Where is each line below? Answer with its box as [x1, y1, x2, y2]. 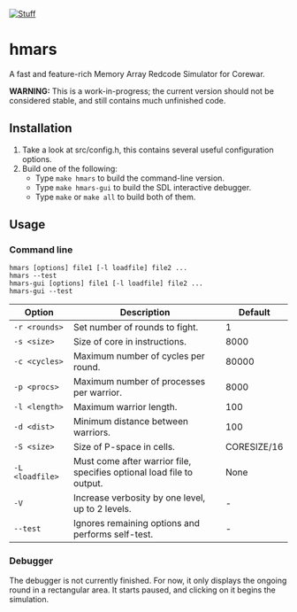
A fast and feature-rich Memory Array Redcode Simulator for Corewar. [9, 68, 265, 79]
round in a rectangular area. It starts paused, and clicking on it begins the [9, 585, 276, 595]
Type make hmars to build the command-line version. [34, 173, 225, 183]
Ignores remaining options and [73, 517, 201, 530]
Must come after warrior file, [73, 455, 192, 468]
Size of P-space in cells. [73, 441, 175, 453]
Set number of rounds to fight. [73, 321, 199, 334]
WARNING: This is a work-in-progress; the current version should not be [9, 85, 274, 97]
